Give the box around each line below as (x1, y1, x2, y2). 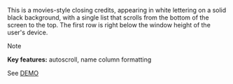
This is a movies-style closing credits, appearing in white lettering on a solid (7, 6, 227, 14)
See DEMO (7, 69, 39, 77)
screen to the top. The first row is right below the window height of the (7, 21, 211, 29)
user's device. (7, 28, 48, 36)
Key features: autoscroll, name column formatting (7, 55, 152, 64)
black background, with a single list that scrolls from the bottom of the (7, 13, 209, 22)
